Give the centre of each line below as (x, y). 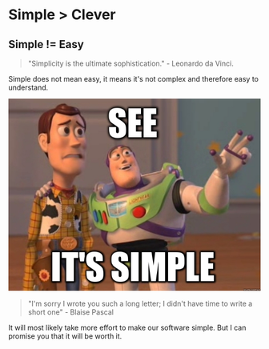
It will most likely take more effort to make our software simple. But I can (127, 327)
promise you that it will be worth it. (65, 336)
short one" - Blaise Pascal (71, 312)
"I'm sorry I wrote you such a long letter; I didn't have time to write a (140, 303)
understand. (28, 87)
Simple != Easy (46, 44)
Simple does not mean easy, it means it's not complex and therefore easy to (133, 79)
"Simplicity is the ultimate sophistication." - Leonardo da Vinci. (130, 63)
